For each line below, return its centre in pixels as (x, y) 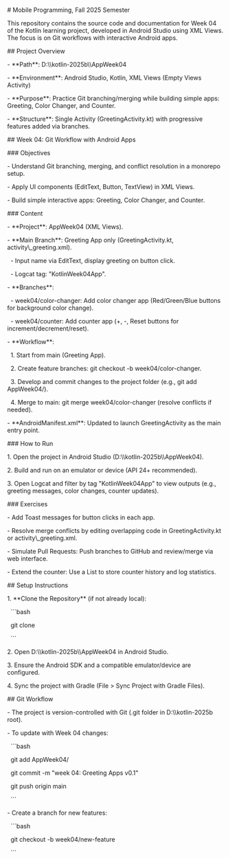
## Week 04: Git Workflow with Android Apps (71, 139)
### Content (25, 213)
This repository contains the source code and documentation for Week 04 (112, 23)
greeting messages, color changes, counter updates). (83, 491)
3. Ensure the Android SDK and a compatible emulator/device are (99, 665)
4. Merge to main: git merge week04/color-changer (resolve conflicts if (111, 402)
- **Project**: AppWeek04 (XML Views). (65, 227)
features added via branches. (49, 126)
